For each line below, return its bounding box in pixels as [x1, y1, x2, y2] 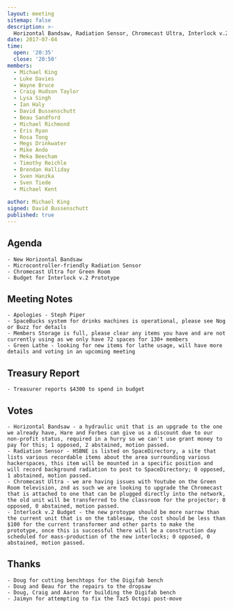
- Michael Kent [13, 186, 58, 193]
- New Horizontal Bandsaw [7, 256, 82, 263]
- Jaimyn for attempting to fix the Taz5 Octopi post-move [7, 595, 182, 602]
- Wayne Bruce [13, 82, 54, 89]
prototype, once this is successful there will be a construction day [7, 527, 217, 534]
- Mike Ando [13, 147, 49, 154]
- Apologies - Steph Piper [7, 311, 86, 318]
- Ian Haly [13, 101, 45, 108]
